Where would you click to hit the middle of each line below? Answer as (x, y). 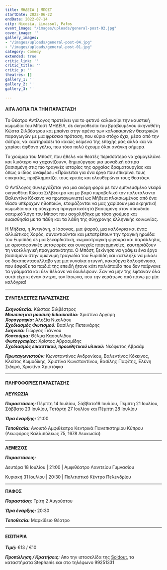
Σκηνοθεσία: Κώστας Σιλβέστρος (41, 309)
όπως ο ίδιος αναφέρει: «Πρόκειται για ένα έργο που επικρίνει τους (75, 172)
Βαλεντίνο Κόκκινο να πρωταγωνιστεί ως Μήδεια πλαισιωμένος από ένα (81, 198)
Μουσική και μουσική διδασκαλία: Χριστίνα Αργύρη (60, 314)
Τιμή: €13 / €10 (21, 548)
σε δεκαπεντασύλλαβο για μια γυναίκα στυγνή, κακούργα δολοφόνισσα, (81, 261)
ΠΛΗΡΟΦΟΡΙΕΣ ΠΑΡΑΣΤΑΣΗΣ (37, 383)
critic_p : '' (19, 70)
